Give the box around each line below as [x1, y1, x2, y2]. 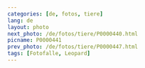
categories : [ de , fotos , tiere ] [7, 10, 103, 18]
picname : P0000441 [7, 37, 62, 44]
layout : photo [7, 23, 50, 30]
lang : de [7, 17, 33, 24]
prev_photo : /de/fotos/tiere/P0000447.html [7, 43, 139, 50]
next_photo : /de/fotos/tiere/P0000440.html [7, 30, 139, 38]
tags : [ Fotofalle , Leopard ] [7, 50, 91, 57]
